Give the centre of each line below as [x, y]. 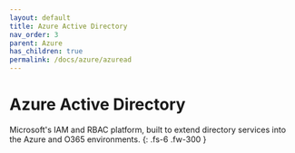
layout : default [40, 18]
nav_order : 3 [34, 34]
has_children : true [46, 52]
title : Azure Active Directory [69, 26]
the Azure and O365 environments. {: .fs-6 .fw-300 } [108, 139]
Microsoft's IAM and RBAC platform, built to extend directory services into [148, 129]
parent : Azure [36, 43]
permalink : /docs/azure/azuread [70, 60]
